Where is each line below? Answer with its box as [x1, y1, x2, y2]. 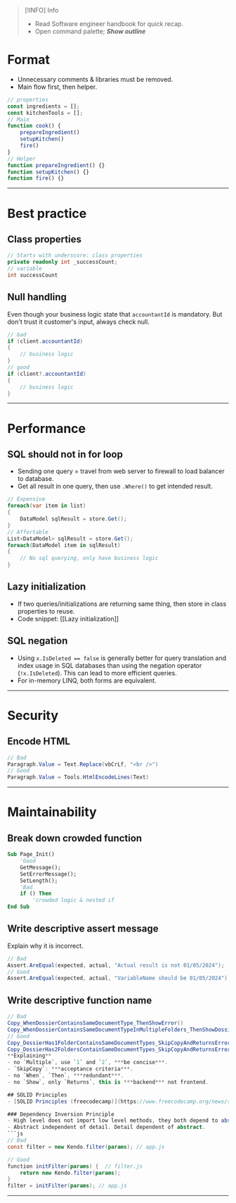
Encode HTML [7, 735, 70, 747]
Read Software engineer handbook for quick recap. [34, 20, 184, 28]
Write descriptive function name [7, 994, 152, 1006]
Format [7, 52, 51, 68]
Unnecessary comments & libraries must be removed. [17, 75, 173, 83]
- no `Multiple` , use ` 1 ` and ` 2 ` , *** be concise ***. [7, 1059, 169, 1066]
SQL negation [7, 635, 68, 647]
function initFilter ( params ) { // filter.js [7, 1163, 143, 1170]
